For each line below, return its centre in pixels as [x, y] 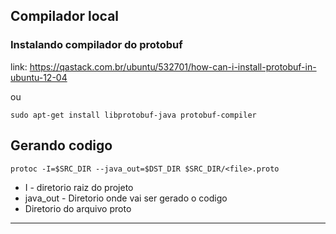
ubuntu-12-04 [39, 77]
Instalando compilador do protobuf [96, 45]
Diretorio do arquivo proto [78, 208]
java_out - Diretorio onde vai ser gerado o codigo [126, 198]
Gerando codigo [61, 145]
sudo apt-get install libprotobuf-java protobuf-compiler [133, 115]
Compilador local [65, 16]
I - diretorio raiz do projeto [79, 187]
